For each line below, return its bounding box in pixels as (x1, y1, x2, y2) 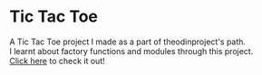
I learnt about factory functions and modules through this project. (9, 45, 254, 56)
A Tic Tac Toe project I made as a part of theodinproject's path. (9, 36, 247, 47)
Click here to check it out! (9, 55, 106, 66)
